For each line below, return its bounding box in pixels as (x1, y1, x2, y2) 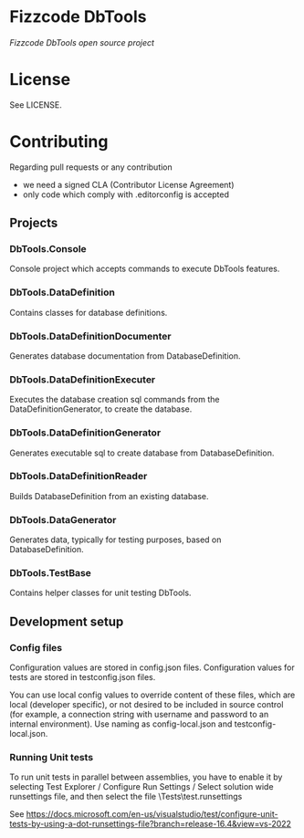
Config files (9, 641, 63, 654)
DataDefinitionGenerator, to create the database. (9, 403, 193, 414)
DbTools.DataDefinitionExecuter (9, 372, 156, 385)
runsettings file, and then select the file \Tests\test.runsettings (9, 791, 243, 802)
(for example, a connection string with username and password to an (9, 709, 269, 720)
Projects (9, 215, 58, 231)
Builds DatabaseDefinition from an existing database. (9, 490, 209, 501)
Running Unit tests (9, 751, 94, 764)
